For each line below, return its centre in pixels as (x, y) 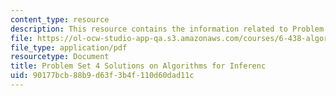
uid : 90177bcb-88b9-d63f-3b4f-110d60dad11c (102, 76)
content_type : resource (60, 19)
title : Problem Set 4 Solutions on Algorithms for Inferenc (138, 66)
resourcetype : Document (60, 57)
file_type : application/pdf (69, 47)
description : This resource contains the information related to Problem (167, 29)
